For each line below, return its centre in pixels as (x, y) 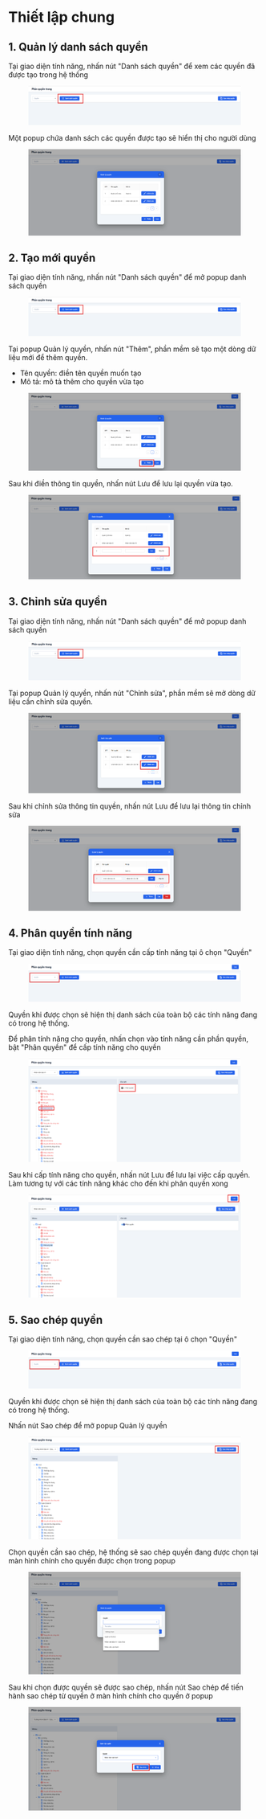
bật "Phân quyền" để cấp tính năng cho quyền (85, 1047)
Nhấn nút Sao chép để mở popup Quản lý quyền (88, 1425)
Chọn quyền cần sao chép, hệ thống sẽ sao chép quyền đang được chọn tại (133, 1552)
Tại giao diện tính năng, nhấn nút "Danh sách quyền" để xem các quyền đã (132, 66)
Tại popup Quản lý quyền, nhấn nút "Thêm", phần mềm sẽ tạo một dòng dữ (132, 349)
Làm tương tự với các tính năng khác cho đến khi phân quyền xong (118, 1184)
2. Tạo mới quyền (52, 258)
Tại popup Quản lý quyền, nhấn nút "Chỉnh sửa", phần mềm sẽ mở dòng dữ (132, 693)
